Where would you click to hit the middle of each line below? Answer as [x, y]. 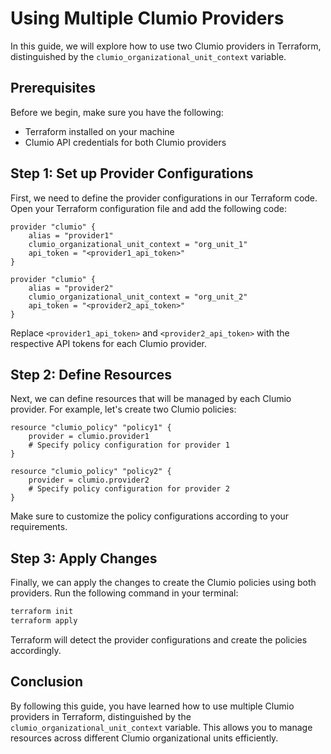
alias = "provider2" [71, 288]
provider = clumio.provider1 [89, 437]
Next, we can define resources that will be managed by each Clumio [151, 399]
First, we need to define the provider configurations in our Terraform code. [164, 198]
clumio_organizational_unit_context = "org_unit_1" [138, 244]
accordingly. [36, 650]
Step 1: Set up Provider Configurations [132, 173]
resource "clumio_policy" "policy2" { [91, 472]
